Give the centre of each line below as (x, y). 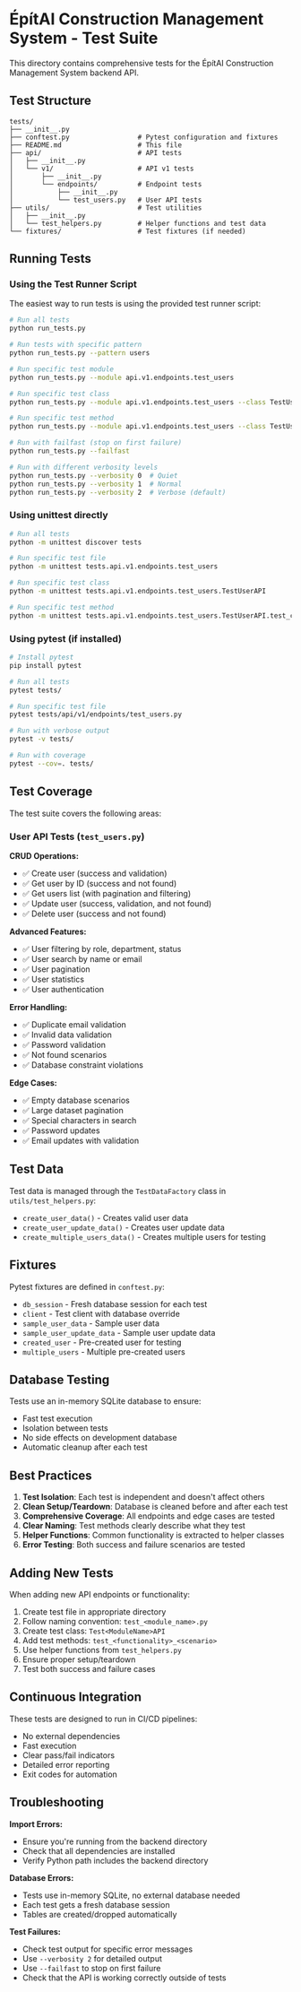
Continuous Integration (75, 1698)
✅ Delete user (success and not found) (94, 914)
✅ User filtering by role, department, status (102, 948)
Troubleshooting (57, 1802)
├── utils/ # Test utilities (106, 208)
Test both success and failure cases (89, 1668)
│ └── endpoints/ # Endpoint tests (106, 184)
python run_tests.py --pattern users (80, 353)
